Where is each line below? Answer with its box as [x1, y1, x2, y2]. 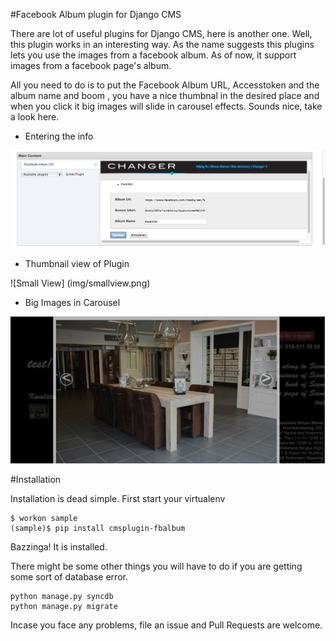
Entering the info [24, 130, 94, 142]
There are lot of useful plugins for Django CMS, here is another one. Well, [10, 28, 313, 39]
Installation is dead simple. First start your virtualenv [10, 493, 226, 505]
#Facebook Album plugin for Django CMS [10, 9, 182, 20]
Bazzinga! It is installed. [10, 541, 108, 553]
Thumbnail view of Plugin [24, 258, 130, 270]
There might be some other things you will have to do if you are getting [10, 560, 303, 573]
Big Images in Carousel [24, 297, 121, 309]
